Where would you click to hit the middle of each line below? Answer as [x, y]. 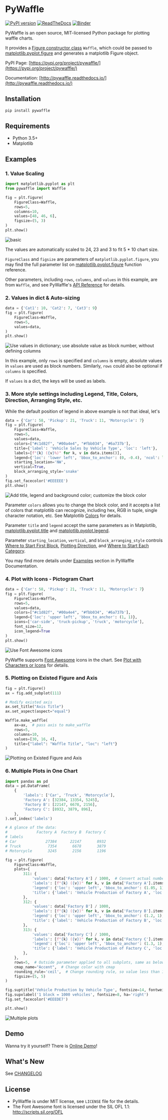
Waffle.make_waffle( [27, 721]
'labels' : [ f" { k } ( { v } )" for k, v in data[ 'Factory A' [90, 883]
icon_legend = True [32, 631]
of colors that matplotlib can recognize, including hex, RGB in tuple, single [81, 510]
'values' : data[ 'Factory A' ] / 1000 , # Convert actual [91, 879]
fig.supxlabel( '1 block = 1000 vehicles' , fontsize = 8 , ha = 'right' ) [77, 995]
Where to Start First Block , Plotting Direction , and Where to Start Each [77, 545]
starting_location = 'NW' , [40, 462]
